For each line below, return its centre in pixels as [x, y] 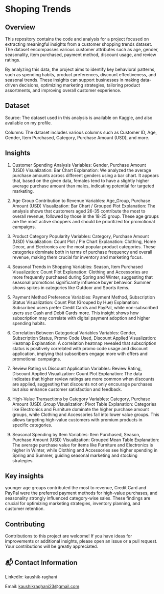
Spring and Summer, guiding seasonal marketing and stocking [75, 455]
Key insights [24, 476]
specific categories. [32, 425]
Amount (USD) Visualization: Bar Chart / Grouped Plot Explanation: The [84, 206]
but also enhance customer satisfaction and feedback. [67, 389]
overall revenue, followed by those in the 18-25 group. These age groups [85, 216]
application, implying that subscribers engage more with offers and [80, 354]
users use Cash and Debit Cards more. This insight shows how [75, 313]
